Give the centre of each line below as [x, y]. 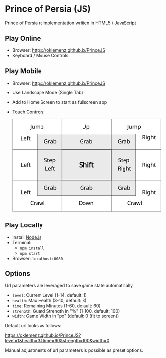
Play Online [23, 38]
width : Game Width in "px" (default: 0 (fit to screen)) [65, 316]
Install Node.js [27, 237]
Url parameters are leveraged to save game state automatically [69, 286]
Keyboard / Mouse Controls [40, 55]
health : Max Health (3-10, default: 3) [49, 301]
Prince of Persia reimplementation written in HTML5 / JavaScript [71, 23]
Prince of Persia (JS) [48, 9]
